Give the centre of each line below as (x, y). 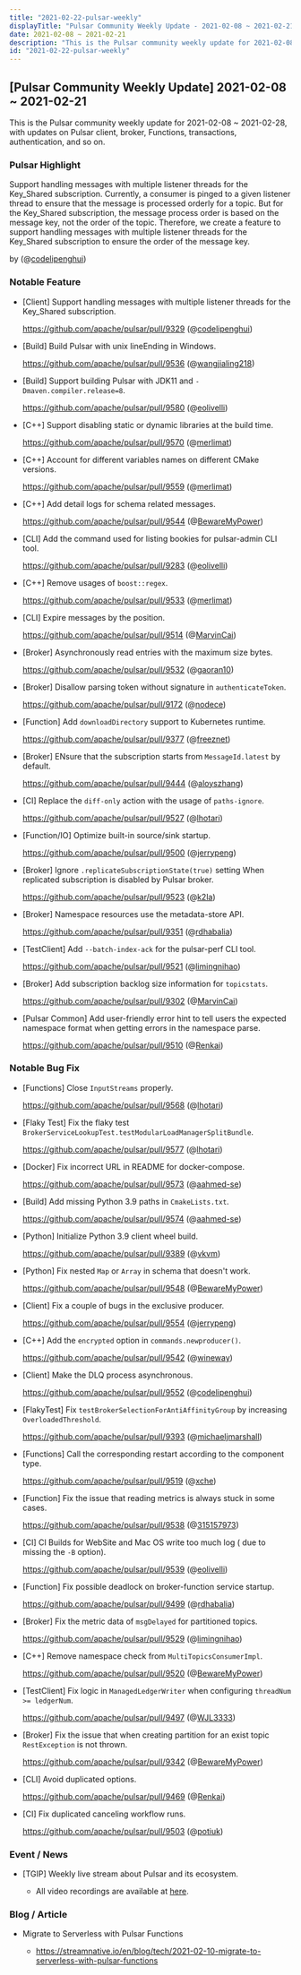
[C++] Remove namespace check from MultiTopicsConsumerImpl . (142, 1656)
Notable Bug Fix (45, 1069)
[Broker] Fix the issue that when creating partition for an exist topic (146, 1735)
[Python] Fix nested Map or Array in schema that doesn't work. (136, 1271)
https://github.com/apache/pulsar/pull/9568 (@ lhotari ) (123, 1105)
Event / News (39, 1854)
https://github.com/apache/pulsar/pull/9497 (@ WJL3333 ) (129, 1717)
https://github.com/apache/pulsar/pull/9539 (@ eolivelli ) (125, 1569)
